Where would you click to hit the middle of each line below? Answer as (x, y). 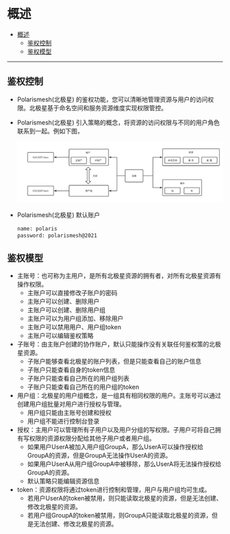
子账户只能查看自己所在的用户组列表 (78, 379)
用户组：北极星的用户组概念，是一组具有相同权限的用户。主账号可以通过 (119, 396)
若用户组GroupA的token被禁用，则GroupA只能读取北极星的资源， (119, 516)
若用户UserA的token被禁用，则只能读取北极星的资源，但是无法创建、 (125, 498)
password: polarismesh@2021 (57, 236)
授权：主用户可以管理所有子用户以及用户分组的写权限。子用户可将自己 (116, 430)
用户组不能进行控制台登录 (63, 421)
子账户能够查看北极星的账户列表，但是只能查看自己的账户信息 (114, 361)
